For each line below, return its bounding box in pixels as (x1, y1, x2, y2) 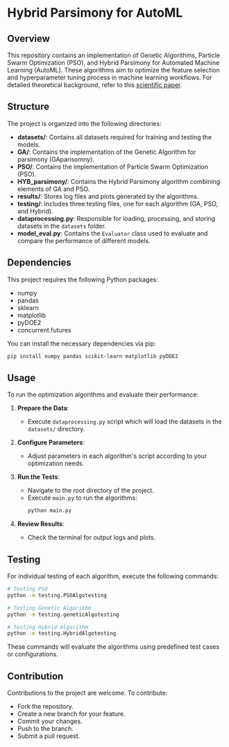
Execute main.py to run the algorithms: (27, 493, 137, 502)
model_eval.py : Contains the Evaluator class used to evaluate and (17, 229, 208, 238)
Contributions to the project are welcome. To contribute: (7, 688, 168, 698)
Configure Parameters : (17, 438, 85, 447)
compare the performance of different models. (17, 236, 151, 245)
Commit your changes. (17, 717, 83, 725)
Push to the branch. (17, 725, 74, 733)
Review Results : (17, 520, 65, 528)
